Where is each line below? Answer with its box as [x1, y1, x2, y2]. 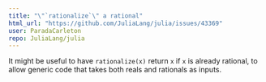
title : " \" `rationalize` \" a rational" [8, 11, 144, 20]
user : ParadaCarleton [8, 27, 82, 35]
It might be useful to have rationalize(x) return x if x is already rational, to [8, 56, 258, 66]
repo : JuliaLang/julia [8, 34, 85, 43]
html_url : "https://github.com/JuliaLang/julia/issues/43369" [8, 19, 223, 27]
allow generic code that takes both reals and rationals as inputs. [8, 65, 221, 75]
